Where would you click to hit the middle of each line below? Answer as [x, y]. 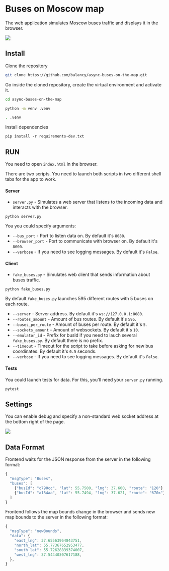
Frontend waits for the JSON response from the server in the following [78, 459]
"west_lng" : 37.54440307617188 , [48, 555]
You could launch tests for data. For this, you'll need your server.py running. [84, 379]
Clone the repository [26, 66]
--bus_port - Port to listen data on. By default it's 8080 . [69, 236]
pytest [12, 389]
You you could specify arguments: [41, 226]
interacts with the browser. [40, 207]
